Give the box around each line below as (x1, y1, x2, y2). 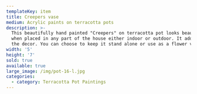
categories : (6, 74, 35, 79)
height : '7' (6, 52, 35, 58)
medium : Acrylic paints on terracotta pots (6, 19, 114, 25)
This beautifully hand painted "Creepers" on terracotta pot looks (11, 30, 180, 36)
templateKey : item (6, 8, 51, 15)
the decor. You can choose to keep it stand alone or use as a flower (11, 41, 188, 47)
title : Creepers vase (6, 14, 59, 20)
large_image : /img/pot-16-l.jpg (6, 68, 85, 74)
